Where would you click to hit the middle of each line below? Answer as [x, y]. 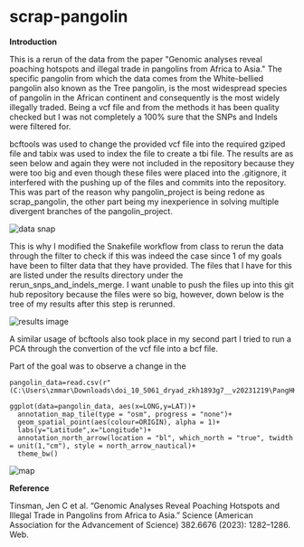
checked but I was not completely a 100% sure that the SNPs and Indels [143, 117]
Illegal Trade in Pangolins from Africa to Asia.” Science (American [131, 515]
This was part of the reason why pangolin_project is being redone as [137, 192]
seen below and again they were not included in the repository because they [152, 163]
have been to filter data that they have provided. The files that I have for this [151, 265]
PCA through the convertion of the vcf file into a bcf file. [114, 348]
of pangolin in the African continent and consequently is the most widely [145, 98]
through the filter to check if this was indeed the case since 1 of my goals [146, 256]
